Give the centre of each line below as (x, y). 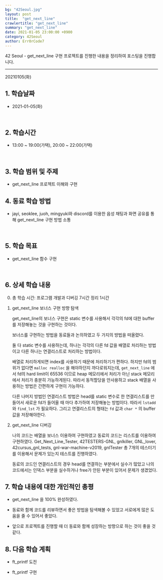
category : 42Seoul (24, 37)
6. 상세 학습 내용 (28, 285)
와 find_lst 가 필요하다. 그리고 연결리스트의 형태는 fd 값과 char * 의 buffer (84, 408)
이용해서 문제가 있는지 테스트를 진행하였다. (57, 453)
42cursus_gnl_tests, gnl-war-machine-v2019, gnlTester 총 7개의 (75, 447)
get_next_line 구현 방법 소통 (44, 220)
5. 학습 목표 (21, 246)
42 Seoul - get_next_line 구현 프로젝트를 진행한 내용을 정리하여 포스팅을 (74, 56)
